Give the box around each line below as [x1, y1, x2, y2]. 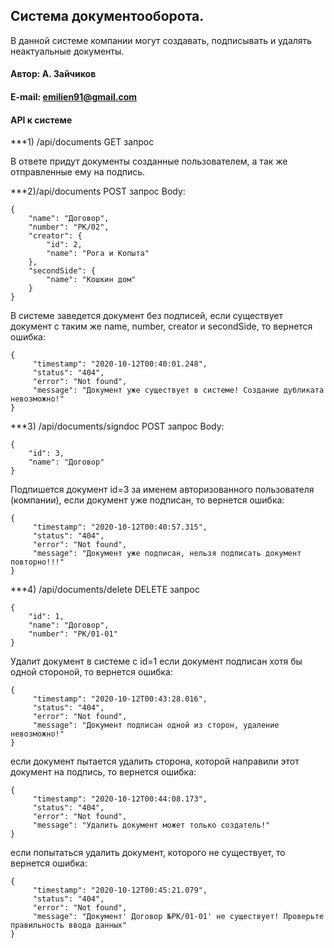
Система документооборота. [10, 8, 205, 25]
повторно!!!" [10, 557, 65, 568]
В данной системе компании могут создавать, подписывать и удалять [10, 34, 313, 46]
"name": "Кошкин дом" [46, 275, 137, 285]
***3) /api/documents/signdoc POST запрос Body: [10, 420, 225, 433]
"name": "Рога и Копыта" [46, 249, 150, 259]
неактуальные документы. [10, 45, 125, 57]
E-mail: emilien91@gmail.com [10, 91, 138, 103]
